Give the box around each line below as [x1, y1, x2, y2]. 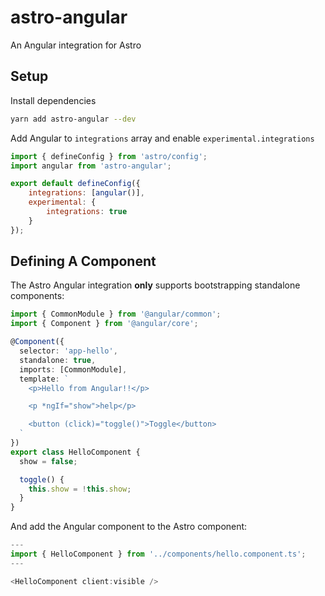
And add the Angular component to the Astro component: [10, 521, 248, 533]
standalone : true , [19, 355, 97, 365]
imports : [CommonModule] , [19, 364, 128, 375]
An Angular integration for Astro [10, 39, 142, 51]
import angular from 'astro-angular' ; [10, 161, 172, 171]
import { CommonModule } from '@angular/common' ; [10, 309, 222, 320]
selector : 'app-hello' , [19, 346, 118, 356]
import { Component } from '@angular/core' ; [10, 319, 199, 329]
